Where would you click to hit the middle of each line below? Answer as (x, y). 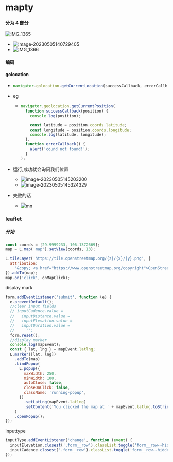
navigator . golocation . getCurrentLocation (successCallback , (77, 86)
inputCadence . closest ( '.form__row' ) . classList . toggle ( (70, 450)
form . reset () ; (25, 335)
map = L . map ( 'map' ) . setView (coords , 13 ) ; (50, 249)
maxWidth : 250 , (40, 373)
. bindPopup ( (27, 364)
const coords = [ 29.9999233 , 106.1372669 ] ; (53, 245)
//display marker (29, 340)
